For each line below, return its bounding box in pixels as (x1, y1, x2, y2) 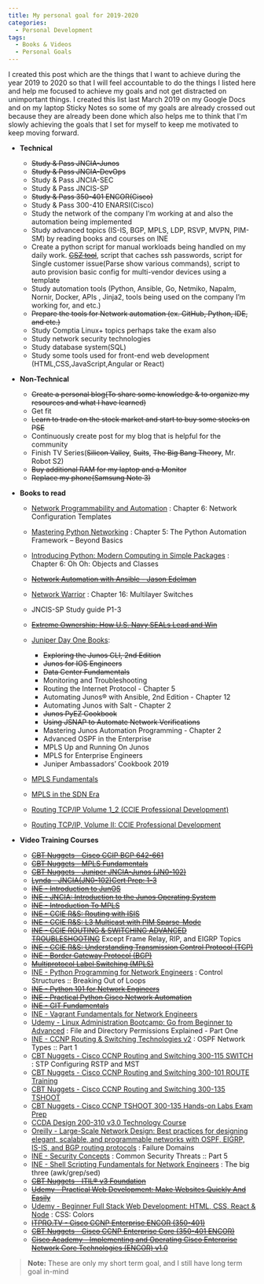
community (31, 440, 68, 449)
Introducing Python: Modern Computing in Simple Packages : (31, 551, 229, 560)
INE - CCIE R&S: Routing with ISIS (31, 909, 140, 918)
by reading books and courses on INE (46, 234, 169, 243)
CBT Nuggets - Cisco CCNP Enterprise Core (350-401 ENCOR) (31, 1227, 235, 1235)
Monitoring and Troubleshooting (42, 675, 148, 685)
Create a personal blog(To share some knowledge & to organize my (31, 390, 250, 399)
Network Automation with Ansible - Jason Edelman (31, 575, 196, 583)
